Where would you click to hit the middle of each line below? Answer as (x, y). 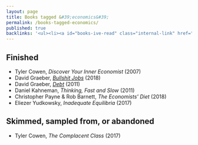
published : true (26, 28)
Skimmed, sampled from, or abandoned (80, 121)
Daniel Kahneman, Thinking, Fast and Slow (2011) (75, 90)
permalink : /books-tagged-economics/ (52, 22)
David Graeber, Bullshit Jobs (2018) (58, 78)
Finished (22, 57)
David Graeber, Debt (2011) (47, 84)
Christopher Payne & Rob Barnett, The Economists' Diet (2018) (90, 96)
